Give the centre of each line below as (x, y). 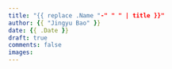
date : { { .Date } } (38, 30)
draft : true (28, 38)
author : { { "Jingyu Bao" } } (55, 23)
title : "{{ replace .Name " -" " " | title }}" (86, 15)
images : (21, 52)
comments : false (35, 45)
